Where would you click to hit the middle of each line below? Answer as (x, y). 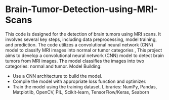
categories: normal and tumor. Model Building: (54, 66)
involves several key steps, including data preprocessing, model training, (81, 39)
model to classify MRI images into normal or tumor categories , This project (84, 50)
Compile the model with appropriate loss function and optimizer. (79, 81)
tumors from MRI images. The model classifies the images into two (75, 61)
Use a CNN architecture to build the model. (57, 76)
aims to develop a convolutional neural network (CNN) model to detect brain (85, 55)
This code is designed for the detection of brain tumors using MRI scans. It (83, 34)
